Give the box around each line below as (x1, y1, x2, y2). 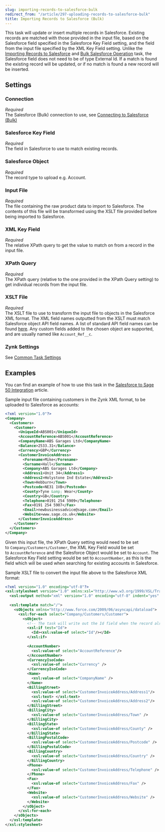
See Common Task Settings (5, 355, 61, 361)
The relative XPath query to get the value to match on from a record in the (5, 242, 155, 248)
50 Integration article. (5, 387, 49, 393)
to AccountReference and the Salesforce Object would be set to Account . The (5, 550, 159, 555)
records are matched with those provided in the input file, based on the (5, 35, 149, 41)
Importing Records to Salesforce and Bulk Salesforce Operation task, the (5, 51, 152, 57)
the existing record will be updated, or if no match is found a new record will (5, 61, 159, 67)
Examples (5, 369, 36, 377)
